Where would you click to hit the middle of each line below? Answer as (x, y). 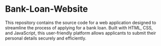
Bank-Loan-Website (47, 9)
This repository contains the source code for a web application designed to (80, 23)
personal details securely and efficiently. (46, 38)
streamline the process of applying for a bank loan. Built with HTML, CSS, (79, 27)
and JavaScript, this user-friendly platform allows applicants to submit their (80, 33)
